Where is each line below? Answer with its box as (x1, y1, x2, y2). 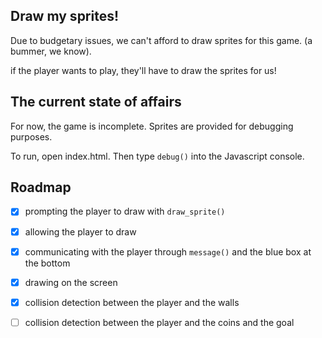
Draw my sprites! (10, 8, 120, 25)
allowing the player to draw (24, 225, 137, 238)
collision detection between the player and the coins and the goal (24, 316, 295, 328)
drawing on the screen (24, 276, 118, 288)
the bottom (24, 257, 71, 269)
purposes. (10, 130, 53, 143)
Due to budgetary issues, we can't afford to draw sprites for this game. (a (10, 34, 313, 46)
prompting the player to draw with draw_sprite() (24, 205, 226, 218)
